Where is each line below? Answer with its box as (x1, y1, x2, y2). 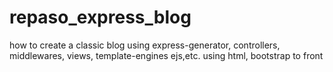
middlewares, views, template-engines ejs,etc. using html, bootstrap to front (9, 49, 324, 61)
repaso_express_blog (9, 6, 192, 29)
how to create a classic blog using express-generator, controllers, (9, 39, 281, 51)
